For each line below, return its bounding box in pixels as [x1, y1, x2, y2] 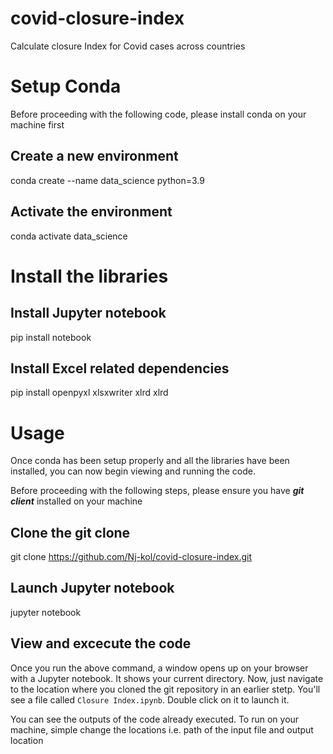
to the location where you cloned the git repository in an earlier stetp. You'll [10, 683, 321, 695]
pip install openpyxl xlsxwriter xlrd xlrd [10, 387, 169, 399]
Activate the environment [10, 203, 173, 221]
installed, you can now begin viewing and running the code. [10, 465, 257, 477]
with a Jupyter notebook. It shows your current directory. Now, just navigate [10, 672, 324, 684]
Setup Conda [10, 75, 122, 98]
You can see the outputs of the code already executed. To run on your [10, 713, 300, 725]
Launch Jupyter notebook [10, 580, 175, 597]
